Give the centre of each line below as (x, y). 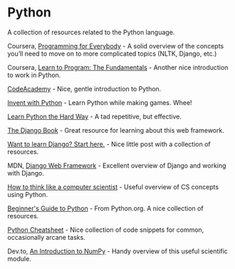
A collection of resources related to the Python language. (91, 32)
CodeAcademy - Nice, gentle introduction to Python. (84, 88)
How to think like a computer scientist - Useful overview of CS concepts (113, 187)
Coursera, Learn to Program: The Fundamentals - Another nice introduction (118, 67)
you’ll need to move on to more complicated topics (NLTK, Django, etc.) (112, 54)
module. (20, 258)
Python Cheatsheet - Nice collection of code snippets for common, (106, 230)
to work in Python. (34, 75)
